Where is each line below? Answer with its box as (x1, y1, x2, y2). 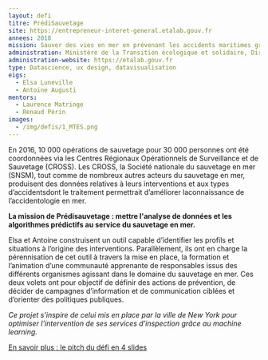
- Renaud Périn (15, 109, 66, 117)
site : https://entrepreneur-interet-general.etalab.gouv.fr (8, 26, 213, 34)
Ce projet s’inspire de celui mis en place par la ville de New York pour (8, 310, 238, 319)
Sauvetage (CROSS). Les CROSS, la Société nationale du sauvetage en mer (8, 161, 256, 172)
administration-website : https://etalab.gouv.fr (8, 57, 173, 65)
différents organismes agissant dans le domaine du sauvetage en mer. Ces (8, 269, 254, 279)
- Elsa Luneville (15, 78, 73, 86)
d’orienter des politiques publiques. (8, 295, 124, 304)
